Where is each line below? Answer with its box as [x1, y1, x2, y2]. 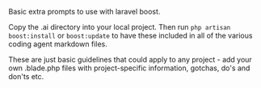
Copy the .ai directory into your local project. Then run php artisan [8, 22, 231, 31]
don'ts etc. [8, 72, 44, 81]
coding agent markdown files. [8, 39, 107, 49]
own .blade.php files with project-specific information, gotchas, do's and [8, 63, 250, 73]
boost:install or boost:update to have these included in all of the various [8, 31, 253, 40]
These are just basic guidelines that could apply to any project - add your [8, 55, 252, 64]
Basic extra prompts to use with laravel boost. [8, 7, 161, 16]
